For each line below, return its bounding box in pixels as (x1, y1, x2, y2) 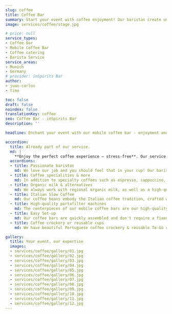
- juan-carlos (5, 83, 36, 88)
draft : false (5, 102, 33, 107)
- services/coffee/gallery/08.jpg (10, 282, 83, 287)
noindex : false (5, 107, 38, 112)
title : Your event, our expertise (10, 239, 83, 244)
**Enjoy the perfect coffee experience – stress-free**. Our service (14, 154, 166, 159)
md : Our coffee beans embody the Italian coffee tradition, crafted (14, 196, 164, 202)
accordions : (10, 159, 36, 164)
